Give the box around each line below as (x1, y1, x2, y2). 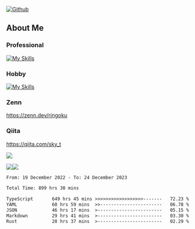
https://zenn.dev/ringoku (6, 112, 68, 119)
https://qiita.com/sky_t (6, 140, 61, 147)
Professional (6, 41, 44, 49)
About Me (6, 23, 44, 33)
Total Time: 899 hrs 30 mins (6, 185, 79, 191)
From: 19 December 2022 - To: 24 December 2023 (6, 174, 128, 180)
